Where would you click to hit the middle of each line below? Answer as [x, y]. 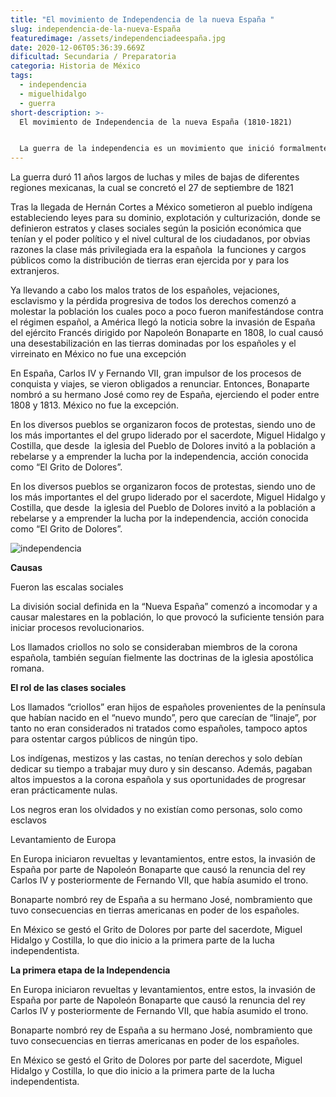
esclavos [28, 820]
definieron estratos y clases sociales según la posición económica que [156, 228]
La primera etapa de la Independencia [90, 970]
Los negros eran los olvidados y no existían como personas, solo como [156, 810]
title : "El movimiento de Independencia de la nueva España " [142, 19]
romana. [27, 668]
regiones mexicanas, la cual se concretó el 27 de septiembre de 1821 [152, 188]
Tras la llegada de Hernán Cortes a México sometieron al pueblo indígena [161, 207]
